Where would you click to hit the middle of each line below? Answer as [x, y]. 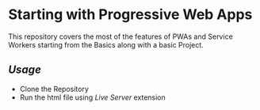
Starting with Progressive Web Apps [130, 15]
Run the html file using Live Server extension [93, 97]
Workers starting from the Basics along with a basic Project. [106, 44]
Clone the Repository [54, 89]
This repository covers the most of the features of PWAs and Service [121, 36]
